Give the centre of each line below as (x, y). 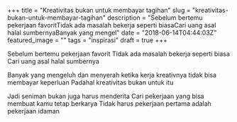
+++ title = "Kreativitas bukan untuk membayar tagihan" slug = (99, 10)
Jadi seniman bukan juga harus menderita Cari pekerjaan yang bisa (106, 96)
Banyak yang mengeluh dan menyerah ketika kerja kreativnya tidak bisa (112, 75)
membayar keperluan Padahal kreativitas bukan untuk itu (90, 83)
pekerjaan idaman (34, 111)
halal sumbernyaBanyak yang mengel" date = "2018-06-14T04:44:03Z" (112, 32)
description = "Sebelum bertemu (155, 18)
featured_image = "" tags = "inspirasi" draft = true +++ (88, 40)
